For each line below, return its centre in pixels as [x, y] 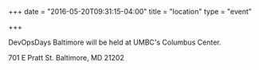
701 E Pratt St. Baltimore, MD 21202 [67, 58]
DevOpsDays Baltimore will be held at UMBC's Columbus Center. [115, 42]
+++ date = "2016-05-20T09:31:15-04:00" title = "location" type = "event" [130, 12]
